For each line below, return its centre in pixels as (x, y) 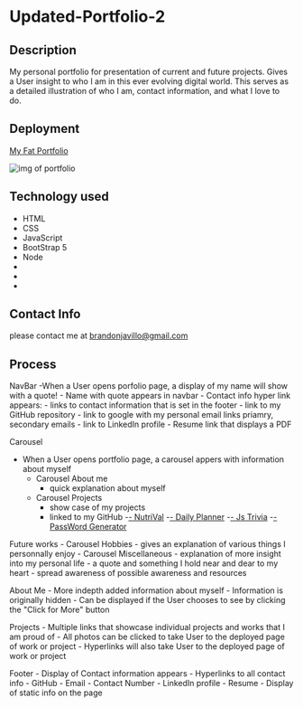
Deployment (45, 129)
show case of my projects (97, 507)
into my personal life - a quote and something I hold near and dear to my (144, 563)
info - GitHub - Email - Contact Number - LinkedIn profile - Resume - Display (151, 683)
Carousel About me (72, 479)
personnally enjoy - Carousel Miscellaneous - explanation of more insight (145, 554)
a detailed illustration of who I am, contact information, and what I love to (145, 91)
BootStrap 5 (45, 247)
